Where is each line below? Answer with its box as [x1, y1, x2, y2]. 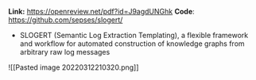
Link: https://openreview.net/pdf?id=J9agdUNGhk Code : [8, 7, 195, 16]
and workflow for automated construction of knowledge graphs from [19, 39, 245, 48]
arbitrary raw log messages [19, 48, 111, 56]
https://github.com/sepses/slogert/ [8, 15, 123, 25]
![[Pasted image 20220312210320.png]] [8, 63, 139, 72]
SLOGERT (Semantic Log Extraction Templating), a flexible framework [19, 31, 249, 40]
